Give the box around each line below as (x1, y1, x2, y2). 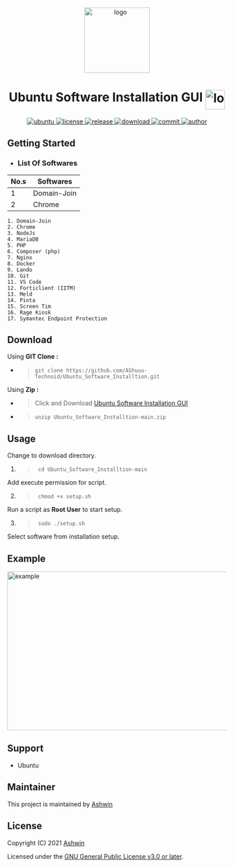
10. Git (7, 272, 30, 279)
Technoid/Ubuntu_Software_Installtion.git (34, 373, 160, 380)
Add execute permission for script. (7, 478, 107, 487)
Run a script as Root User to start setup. (7, 506, 123, 514)
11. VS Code (7, 278, 42, 285)
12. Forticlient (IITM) (7, 285, 77, 292)
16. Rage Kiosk (7, 309, 52, 316)
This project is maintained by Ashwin (7, 799, 114, 808)
